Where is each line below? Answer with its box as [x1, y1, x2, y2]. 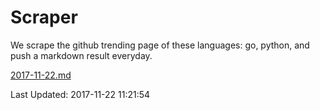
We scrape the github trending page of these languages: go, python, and [10, 39, 310, 51]
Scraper [10, 6, 78, 29]
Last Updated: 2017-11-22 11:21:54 [10, 88, 151, 100]
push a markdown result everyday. [10, 49, 153, 61]
